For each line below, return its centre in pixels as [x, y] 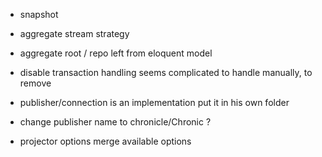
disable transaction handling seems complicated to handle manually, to [166, 72]
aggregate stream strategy [74, 33]
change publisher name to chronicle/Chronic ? [115, 122]
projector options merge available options [105, 141]
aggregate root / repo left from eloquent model [116, 53]
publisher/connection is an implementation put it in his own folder [154, 102]
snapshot [39, 14]
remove [35, 83]
